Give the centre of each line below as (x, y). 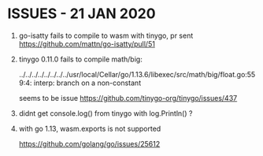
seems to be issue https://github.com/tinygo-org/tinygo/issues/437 (128, 98)
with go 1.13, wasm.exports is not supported (90, 128)
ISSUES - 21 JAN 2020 (81, 14)
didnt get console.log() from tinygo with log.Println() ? (106, 113)
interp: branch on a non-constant (87, 83)
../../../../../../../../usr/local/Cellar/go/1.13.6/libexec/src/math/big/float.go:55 (137, 74)
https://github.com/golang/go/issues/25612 (89, 143)
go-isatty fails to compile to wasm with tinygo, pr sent (106, 35)
